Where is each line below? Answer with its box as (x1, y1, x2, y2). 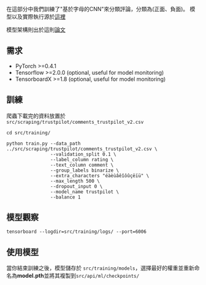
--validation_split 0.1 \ (50, 151, 116, 158)
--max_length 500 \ (50, 178, 100, 184)
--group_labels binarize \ (50, 167, 120, 173)
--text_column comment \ (50, 162, 114, 168)
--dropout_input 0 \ (50, 183, 103, 189)
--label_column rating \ (50, 156, 114, 162)
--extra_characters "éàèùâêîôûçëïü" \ (50, 172, 150, 179)
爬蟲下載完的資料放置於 (6, 112, 66, 120)
